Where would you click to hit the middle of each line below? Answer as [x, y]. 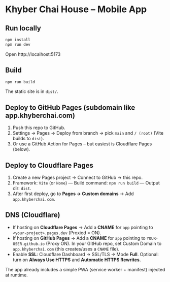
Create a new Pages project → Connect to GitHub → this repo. [78, 178]
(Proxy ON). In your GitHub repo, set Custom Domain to [104, 243]
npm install [18, 40]
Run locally [23, 28]
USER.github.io [29, 244]
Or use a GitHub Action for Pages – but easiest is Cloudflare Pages [82, 144]
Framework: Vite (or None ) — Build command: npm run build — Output [86, 183]
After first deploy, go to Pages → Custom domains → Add [73, 194]
